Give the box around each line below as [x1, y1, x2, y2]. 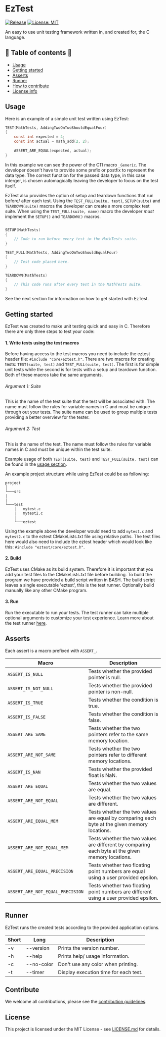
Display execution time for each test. [58, 969, 143, 976]
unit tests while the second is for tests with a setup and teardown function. [5, 367, 157, 373]
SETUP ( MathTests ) [5, 227, 41, 232]
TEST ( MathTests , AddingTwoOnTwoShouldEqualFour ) [5, 125, 107, 130]
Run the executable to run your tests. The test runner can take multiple [5, 610, 149, 616]
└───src [5, 489, 21, 494]
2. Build [5, 555, 21, 561]
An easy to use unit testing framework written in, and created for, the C [5, 29, 150, 35]
